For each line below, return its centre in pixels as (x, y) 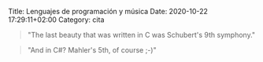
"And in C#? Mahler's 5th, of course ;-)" (92, 50)
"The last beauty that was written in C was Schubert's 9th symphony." (141, 35)
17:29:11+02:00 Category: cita (56, 20)
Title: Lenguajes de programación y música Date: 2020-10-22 (108, 11)
